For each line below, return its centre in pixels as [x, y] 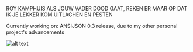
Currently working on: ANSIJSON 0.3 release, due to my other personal [92, 26]
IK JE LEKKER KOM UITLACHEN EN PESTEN [59, 15]
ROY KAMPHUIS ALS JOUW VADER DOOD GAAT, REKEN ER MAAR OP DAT [97, 8]
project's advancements [35, 32]
